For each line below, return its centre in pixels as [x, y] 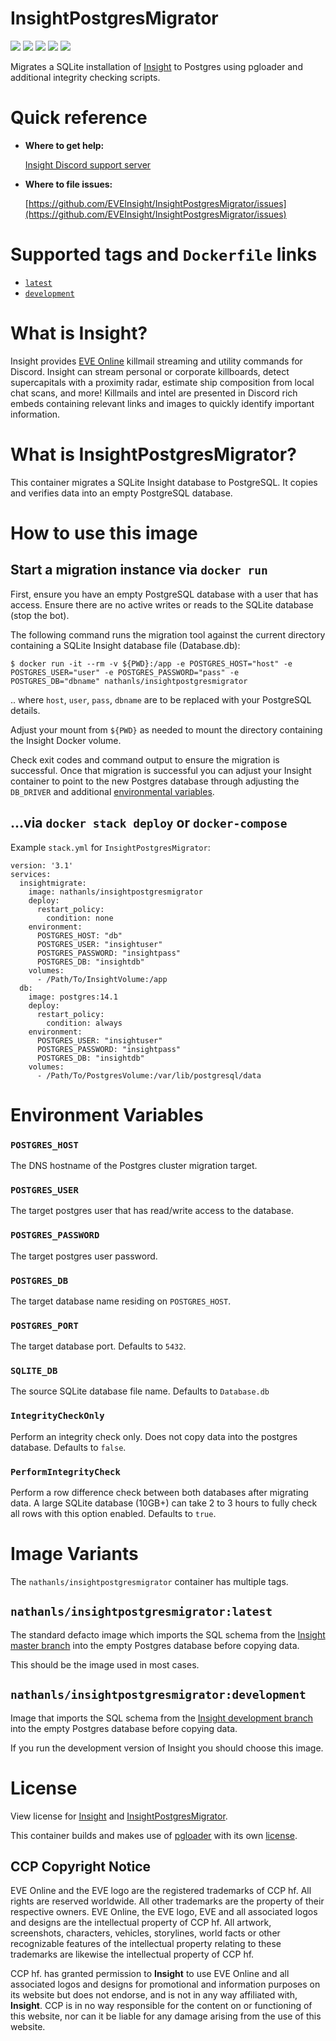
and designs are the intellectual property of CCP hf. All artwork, [141, 1923]
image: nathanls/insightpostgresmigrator [115, 892]
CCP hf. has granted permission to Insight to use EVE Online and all [150, 1974]
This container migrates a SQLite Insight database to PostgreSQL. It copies [164, 482]
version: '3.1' [42, 865]
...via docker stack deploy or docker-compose [149, 823]
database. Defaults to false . [68, 1447]
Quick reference [79, 118]
